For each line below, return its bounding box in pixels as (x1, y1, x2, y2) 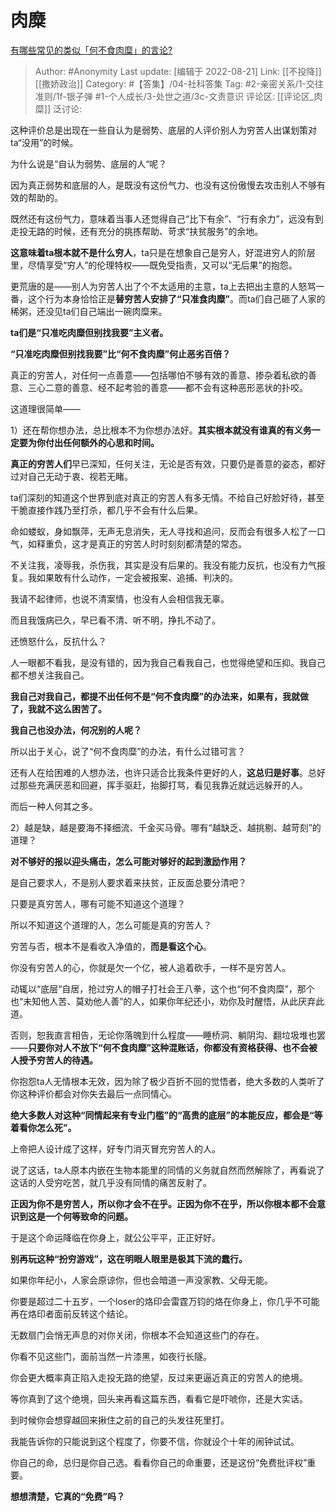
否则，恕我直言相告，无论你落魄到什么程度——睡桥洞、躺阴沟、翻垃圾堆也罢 (10, 1029, 326, 1041)
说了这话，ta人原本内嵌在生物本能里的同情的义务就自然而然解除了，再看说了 (10, 1164, 325, 1176)
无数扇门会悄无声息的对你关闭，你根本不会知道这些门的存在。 (10, 1329, 265, 1341)
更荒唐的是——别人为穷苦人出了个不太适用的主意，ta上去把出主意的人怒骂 (10, 280, 317, 292)
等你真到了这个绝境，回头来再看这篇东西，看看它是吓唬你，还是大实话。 (10, 1392, 308, 1405)
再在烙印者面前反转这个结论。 (10, 1307, 133, 1320)
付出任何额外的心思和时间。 (44, 436, 160, 448)
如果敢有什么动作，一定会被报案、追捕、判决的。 (36, 571, 238, 583)
